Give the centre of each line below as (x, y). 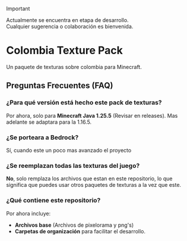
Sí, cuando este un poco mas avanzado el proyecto (69, 150)
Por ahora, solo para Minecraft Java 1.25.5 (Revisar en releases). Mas (92, 115)
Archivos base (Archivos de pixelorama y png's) (74, 225)
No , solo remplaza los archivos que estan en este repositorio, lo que (89, 179)
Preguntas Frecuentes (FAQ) (60, 86)
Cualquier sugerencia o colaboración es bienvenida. (70, 26)
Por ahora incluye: (28, 213)
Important (18, 9)
